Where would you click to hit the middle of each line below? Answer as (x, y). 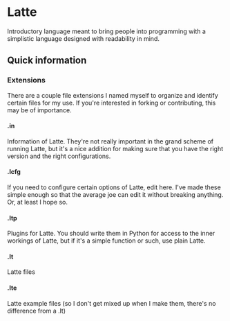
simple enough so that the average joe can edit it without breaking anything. (115, 195)
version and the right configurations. (59, 156)
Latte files (21, 272)
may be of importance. (39, 110)
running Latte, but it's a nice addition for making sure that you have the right (115, 148)
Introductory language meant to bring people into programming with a (106, 31)
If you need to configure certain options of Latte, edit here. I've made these (114, 187)
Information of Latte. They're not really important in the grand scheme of (111, 141)
